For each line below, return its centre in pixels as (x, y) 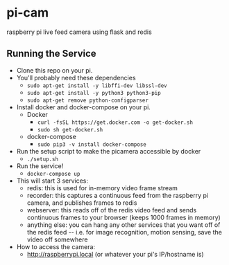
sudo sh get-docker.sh (70, 129)
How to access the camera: (56, 246)
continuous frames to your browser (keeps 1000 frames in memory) (124, 217)
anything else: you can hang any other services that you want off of (124, 225)
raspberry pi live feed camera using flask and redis (79, 32)
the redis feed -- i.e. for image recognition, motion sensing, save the (125, 232)
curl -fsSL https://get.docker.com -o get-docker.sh (115, 122)
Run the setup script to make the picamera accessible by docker (109, 151)
